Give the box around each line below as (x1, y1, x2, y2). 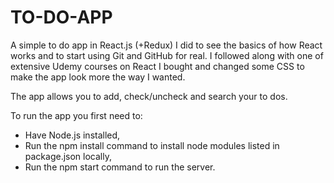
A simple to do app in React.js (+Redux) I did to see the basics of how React (10, 39, 323, 51)
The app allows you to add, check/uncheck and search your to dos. (10, 90, 288, 102)
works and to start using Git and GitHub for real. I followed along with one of (10, 49, 324, 61)
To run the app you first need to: (10, 109, 143, 121)
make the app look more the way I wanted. (10, 71, 186, 83)
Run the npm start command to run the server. (24, 161, 216, 173)
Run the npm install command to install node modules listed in (24, 139, 280, 151)
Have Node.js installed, (24, 129, 121, 141)
